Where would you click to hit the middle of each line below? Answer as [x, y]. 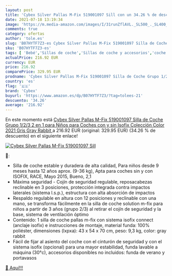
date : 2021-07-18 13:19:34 [34, 19]
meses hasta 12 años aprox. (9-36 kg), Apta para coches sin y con [83, 171]
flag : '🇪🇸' [18, 86]
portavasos [25, 258]
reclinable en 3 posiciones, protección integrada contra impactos [81, 188]
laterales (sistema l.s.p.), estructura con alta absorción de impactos [84, 193]
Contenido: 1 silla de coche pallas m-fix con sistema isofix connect [83, 220]
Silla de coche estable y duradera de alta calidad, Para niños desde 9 [86, 166]
